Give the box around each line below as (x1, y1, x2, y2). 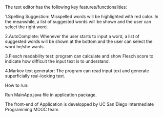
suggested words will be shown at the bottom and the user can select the (5, 39, 153, 44)
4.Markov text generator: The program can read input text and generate (5, 68, 149, 74)
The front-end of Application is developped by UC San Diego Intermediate (5, 101, 154, 107)
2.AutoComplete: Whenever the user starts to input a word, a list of (5, 34, 140, 39)
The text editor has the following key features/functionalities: (5, 4, 127, 10)
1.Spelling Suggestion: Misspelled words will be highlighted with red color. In (5, 14, 159, 19)
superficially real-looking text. (5, 73, 65, 78)
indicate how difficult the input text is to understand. (5, 58, 110, 64)
